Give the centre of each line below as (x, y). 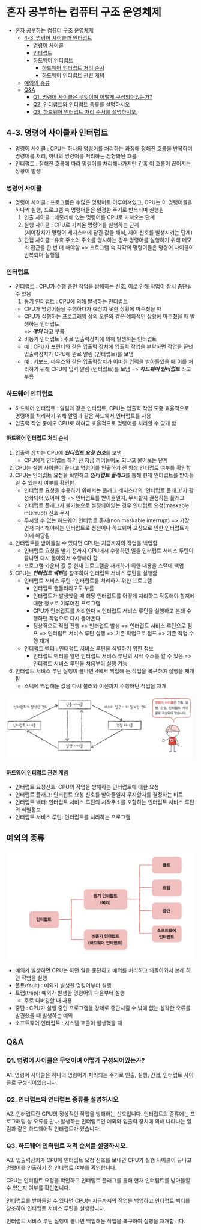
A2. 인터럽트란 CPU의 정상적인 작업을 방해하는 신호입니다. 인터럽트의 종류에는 (97, 1113)
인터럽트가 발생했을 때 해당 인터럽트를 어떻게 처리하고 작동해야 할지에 (114, 595)
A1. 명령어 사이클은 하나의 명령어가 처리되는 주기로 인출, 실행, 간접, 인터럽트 (94, 1075)
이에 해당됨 (37, 535)
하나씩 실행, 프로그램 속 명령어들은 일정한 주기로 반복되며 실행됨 (89, 210)
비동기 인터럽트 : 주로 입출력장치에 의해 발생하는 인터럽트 (90, 339)
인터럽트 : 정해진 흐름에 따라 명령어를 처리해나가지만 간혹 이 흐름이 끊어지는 (103, 163)
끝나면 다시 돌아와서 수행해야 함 (61, 558)
